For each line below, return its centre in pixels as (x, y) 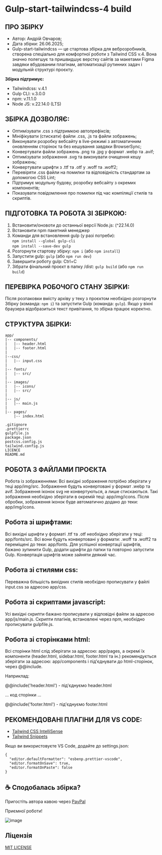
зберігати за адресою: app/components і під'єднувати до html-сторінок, (79, 661)
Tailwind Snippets (30, 737)
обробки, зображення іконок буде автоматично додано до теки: (72, 502)
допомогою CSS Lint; (34, 177)
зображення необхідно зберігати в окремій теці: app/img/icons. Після (77, 497)
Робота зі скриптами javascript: (55, 602)
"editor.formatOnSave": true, (40, 764)
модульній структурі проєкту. (43, 70)
